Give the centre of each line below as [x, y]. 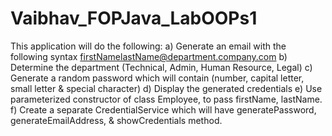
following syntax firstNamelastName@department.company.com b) [149, 56]
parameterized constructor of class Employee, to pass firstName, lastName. [166, 99]
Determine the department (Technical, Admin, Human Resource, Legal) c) [161, 67]
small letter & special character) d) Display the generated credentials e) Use [166, 88]
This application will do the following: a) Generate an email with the [148, 46]
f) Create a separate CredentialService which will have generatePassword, [163, 109]
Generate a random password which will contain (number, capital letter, [157, 78]
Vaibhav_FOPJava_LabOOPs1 [134, 18]
